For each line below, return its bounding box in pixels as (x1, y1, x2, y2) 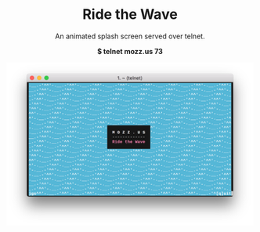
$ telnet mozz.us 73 (97, 46, 163, 56)
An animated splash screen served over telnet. (55, 31, 205, 41)
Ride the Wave (81, 5, 179, 24)
